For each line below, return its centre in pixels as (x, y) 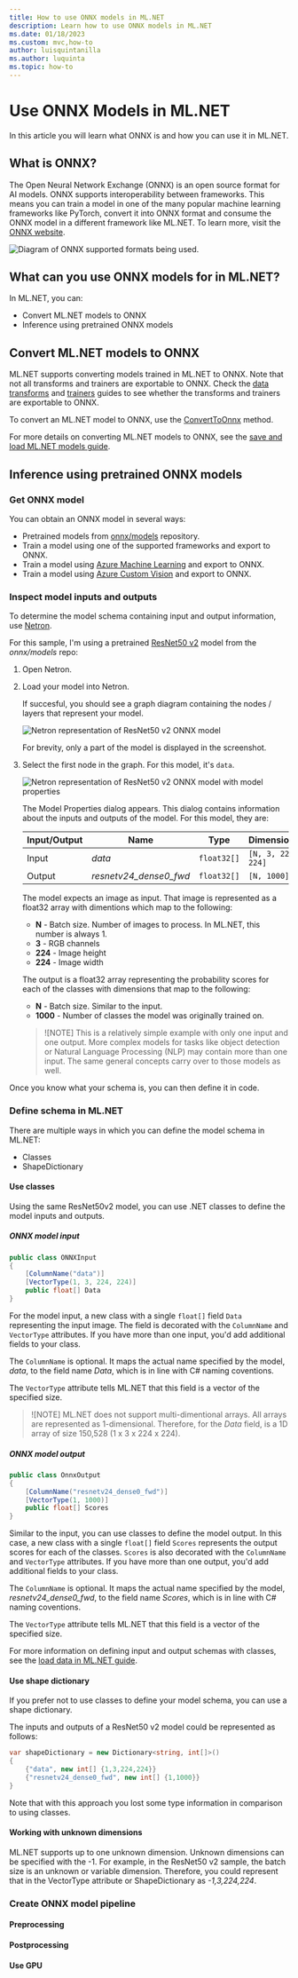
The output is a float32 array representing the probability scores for (145, 980)
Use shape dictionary (50, 1681)
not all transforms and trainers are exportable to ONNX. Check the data (139, 384)
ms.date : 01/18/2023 (47, 34)
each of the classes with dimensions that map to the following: (136, 989)
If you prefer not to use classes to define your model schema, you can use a (148, 1700)
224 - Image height (71, 953)
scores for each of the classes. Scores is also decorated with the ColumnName (148, 1552)
